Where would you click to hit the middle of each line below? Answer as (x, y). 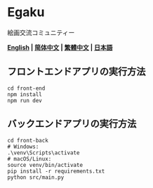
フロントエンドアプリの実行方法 (76, 72)
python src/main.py (36, 177)
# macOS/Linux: (29, 159)
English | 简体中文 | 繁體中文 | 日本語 (60, 47)
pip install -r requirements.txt (56, 171)
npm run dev (25, 100)
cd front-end (26, 88)
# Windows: (23, 147)
